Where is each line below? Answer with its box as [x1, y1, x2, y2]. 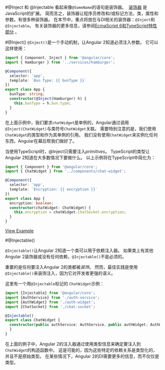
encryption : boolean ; [9, 201, 54, 206]
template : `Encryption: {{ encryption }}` [9, 187, 98, 192]
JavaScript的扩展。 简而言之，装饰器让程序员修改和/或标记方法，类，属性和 [5, 10, 159, 16]
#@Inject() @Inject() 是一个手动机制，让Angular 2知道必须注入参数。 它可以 [5, 39, 159, 45]
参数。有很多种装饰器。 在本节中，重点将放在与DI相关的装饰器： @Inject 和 [5, 17, 155, 22]
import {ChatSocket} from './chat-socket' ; [5, 304, 96, 309]
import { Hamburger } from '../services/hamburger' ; [5, 60, 115, 65]
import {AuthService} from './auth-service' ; [5, 295, 100, 300]
